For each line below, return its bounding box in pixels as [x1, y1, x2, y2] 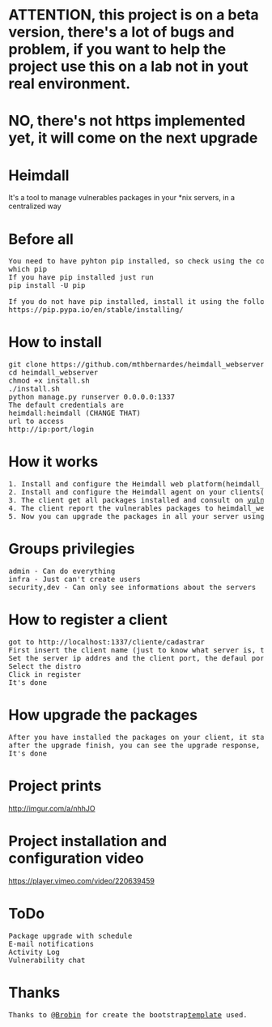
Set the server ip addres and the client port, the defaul [8, 654, 249, 662]
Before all [8, 229, 74, 248]
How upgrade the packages [8, 706, 198, 725]
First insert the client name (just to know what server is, [8, 646, 257, 654]
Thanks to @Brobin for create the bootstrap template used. [8, 1010, 249, 1019]
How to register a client [8, 610, 168, 629]
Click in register [8, 670, 82, 678]
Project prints [8, 777, 102, 795]
